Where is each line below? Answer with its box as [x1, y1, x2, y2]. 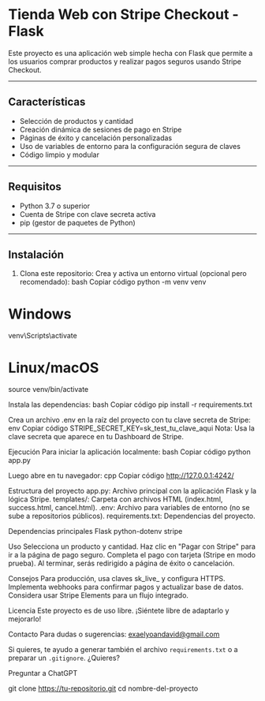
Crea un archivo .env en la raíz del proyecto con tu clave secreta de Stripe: [8, 416, 251, 425]
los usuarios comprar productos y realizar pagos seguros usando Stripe [8, 57, 242, 66]
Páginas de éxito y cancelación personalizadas [19, 132, 172, 143]
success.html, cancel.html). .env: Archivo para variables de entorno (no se [8, 503, 250, 513]
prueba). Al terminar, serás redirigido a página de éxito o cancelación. [8, 558, 235, 569]
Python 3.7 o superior [19, 201, 91, 211]
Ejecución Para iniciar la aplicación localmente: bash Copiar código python [8, 447, 251, 457]
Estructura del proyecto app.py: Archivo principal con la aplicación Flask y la [8, 487, 257, 496]
